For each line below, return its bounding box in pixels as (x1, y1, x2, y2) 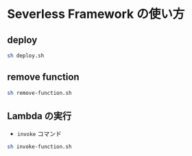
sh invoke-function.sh (7, 144, 72, 151)
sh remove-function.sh (7, 89, 72, 96)
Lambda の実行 (7, 110, 72, 122)
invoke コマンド (16, 130, 62, 138)
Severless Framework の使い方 (7, 6, 185, 22)
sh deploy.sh (7, 52, 45, 59)
